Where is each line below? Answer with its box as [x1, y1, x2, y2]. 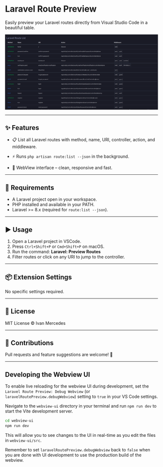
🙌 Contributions [5, 338, 54, 347]
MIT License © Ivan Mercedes [5, 320, 66, 326]
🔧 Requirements [5, 184, 54, 192]
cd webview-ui [5, 418, 34, 423]
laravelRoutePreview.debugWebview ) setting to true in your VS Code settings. [5, 393, 158, 400]
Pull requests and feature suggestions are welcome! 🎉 [5, 352, 113, 357]
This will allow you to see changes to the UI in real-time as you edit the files [5, 432, 156, 438]
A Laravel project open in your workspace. [12, 196, 97, 203]
